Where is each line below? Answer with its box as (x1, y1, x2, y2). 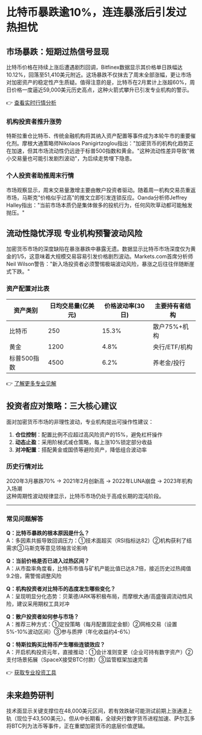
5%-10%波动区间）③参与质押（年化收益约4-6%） (6, 628, 134, 636)
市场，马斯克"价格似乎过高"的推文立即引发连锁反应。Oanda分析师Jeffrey (6, 194, 188, 201)
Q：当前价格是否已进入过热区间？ (6, 557, 90, 564)
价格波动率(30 (104, 301, 145, 310)
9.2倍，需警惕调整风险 (6, 572, 62, 579)
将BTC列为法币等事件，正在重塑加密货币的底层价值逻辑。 (6, 722, 148, 730)
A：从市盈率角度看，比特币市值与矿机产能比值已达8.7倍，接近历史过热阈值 (6, 565, 191, 572)
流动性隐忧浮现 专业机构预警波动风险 (6, 228, 142, 238)
